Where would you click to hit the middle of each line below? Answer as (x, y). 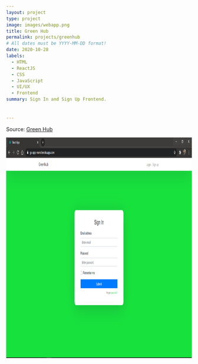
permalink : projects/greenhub (43, 37)
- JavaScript (27, 81)
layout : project (26, 12)
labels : (16, 56)
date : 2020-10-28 (27, 50)
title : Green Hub (27, 31)
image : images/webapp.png (38, 25)
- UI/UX (21, 87)
